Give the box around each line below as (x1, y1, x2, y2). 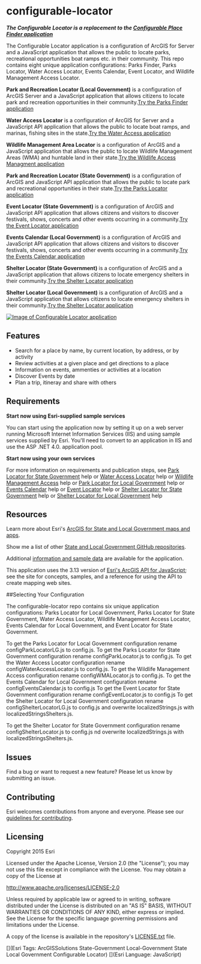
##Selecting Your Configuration (6, 591, 85, 598)
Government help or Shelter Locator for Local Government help (6, 492, 163, 499)
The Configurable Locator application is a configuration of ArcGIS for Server (6, 42, 195, 49)
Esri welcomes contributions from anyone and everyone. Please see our (6, 808, 184, 815)
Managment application (6, 160, 65, 167)
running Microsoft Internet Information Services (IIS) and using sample (6, 430, 181, 437)
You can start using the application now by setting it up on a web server (6, 424, 184, 431)
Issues (6, 752, 32, 762)
